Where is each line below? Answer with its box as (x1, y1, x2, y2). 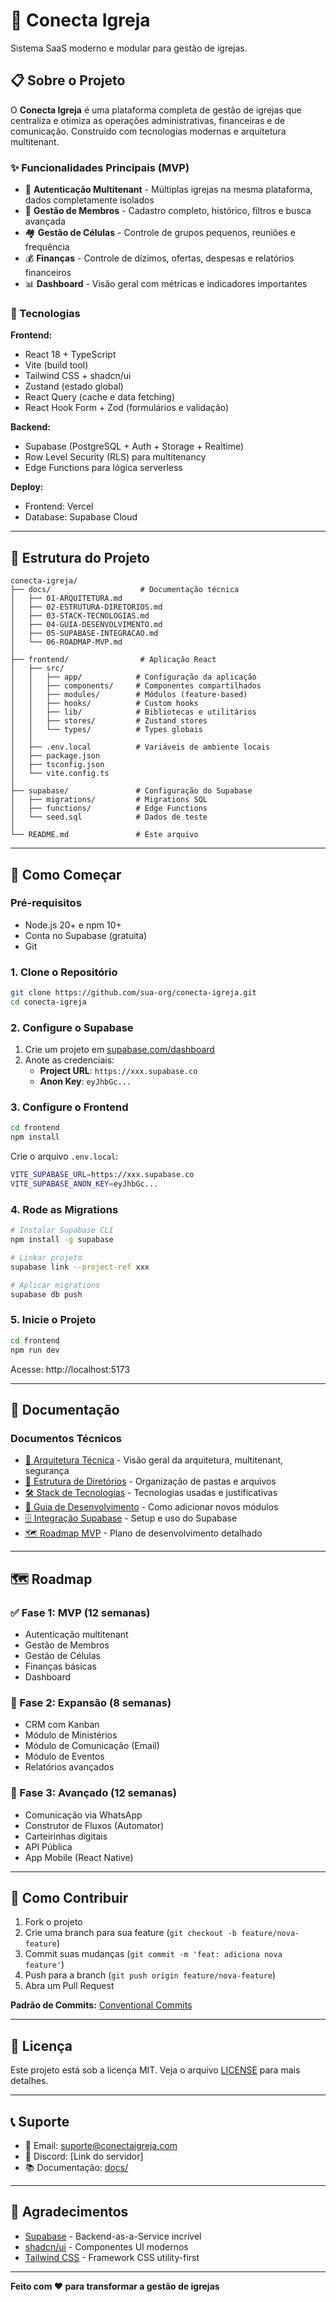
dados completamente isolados (24, 194, 155, 206)
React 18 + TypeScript (24, 349, 117, 361)
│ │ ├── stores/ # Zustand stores (10, 716, 208, 726)
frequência (24, 241, 70, 253)
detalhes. (10, 2075, 49, 2087)
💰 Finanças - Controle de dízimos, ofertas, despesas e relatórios (24, 252, 295, 264)
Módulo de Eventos (24, 1750, 105, 1763)
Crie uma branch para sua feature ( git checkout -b (24, 1927, 237, 1939)
